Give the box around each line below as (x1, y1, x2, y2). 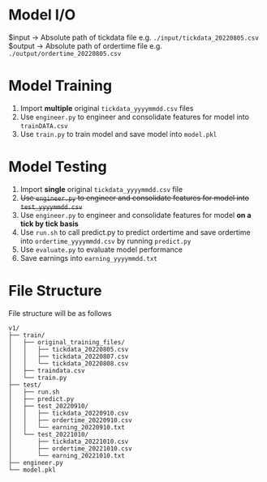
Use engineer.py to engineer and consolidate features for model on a (19, 210, 252, 220)
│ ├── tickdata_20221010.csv (8, 437, 129, 446)
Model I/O (8, 6, 76, 24)
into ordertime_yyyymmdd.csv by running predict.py (19, 236, 192, 245)
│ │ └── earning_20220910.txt (8, 423, 126, 431)
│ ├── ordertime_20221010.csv (8, 444, 132, 453)
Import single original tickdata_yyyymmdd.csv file (19, 184, 183, 194)
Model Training (8, 77, 112, 95)
